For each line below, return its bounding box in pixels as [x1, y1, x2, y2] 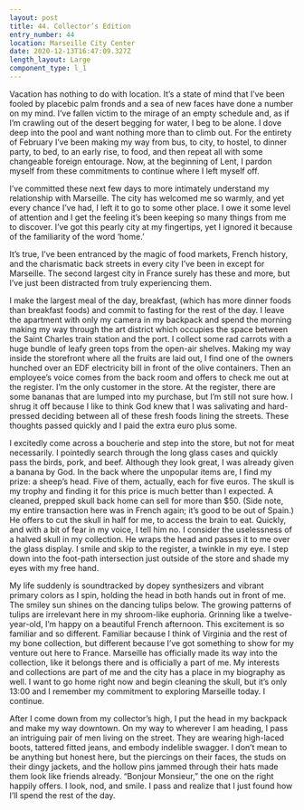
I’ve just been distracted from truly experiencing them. [9, 277, 213, 288]
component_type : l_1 [9, 64, 88, 73]
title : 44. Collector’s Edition [9, 22, 131, 31]
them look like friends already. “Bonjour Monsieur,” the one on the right [9, 770, 274, 781]
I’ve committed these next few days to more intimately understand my [9, 183, 270, 194]
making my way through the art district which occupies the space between [9, 323, 289, 335]
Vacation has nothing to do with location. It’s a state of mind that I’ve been [9, 88, 285, 100]
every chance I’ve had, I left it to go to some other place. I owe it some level [9, 202, 291, 213]
